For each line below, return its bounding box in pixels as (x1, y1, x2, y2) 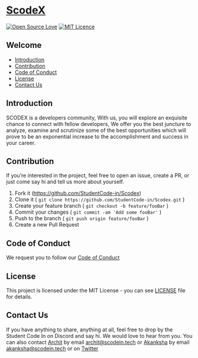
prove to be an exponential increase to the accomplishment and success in (6, 133, 189, 140)
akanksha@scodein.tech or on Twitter (6, 344, 99, 352)
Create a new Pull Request (14, 221, 80, 228)
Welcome (6, 40, 42, 50)
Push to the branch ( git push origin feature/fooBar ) (14, 215, 149, 222)
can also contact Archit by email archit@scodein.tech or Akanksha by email (6, 338, 190, 346)
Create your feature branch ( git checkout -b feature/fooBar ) (14, 202, 169, 209)
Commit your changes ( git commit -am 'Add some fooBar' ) (14, 208, 161, 216)
